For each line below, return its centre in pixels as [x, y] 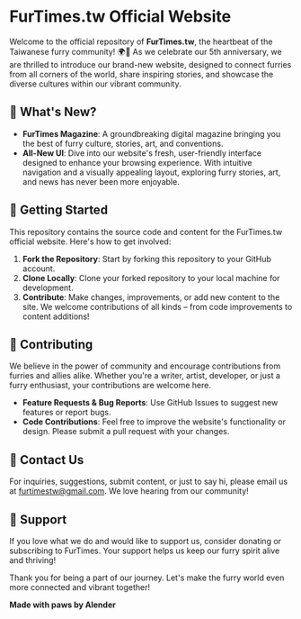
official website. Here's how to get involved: [90, 241]
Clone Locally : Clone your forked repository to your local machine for [151, 278]
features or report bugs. [66, 413]
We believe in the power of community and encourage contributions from [145, 366]
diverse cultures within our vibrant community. [95, 84]
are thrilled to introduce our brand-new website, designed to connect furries [150, 64]
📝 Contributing [51, 344]
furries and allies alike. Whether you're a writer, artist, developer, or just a [145, 376]
